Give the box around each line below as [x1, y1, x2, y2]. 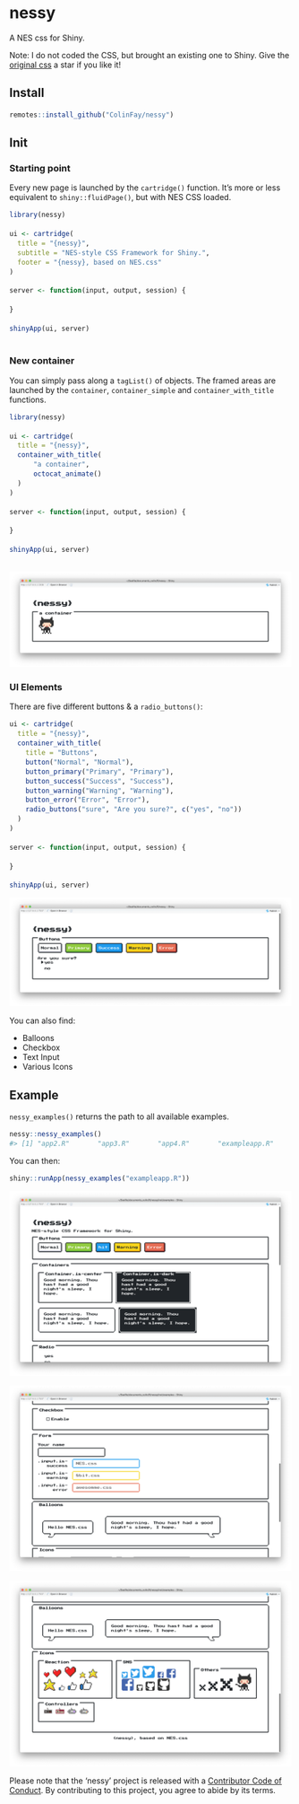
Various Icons [21, 1062, 73, 1073]
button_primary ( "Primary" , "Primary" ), [25, 766, 175, 776]
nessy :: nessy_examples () [9, 1129, 102, 1138]
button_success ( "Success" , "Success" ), [25, 776, 175, 785]
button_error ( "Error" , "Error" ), [25, 795, 150, 805]
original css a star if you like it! [9, 59, 122, 70]
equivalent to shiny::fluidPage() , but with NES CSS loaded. [9, 192, 232, 203]
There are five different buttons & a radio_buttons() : [9, 701, 203, 712]
